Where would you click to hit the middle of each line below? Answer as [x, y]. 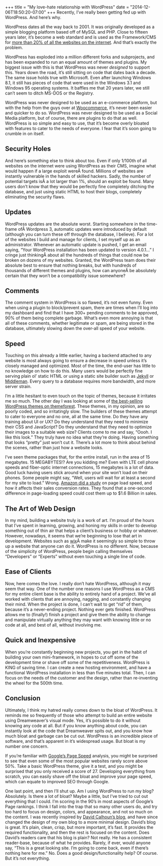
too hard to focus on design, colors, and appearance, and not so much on [79, 811]
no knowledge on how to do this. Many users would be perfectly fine [74, 371]
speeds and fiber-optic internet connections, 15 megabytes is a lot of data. [80, 467]
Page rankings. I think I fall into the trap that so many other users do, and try [81, 806]
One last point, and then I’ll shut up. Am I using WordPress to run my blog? [80, 791]
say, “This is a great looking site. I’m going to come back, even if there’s [77, 848]
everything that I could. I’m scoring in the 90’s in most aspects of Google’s [79, 801]
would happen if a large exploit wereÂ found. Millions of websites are [74, 171]
